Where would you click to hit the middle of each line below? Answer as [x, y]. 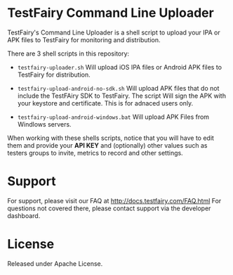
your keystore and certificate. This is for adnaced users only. [105, 103]
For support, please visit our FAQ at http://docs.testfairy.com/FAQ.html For [114, 200]
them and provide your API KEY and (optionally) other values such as [107, 145]
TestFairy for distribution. [54, 75]
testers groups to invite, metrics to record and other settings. [95, 153]
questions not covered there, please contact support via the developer [109, 208]
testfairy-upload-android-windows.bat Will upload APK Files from [113, 117]
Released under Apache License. [55, 263]
